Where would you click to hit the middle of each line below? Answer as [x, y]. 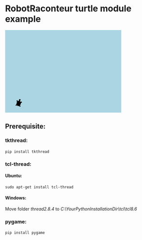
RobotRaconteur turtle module [68, 9]
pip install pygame [25, 233]
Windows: [16, 198]
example [23, 19]
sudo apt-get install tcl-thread [39, 187]
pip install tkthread [27, 152]
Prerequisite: [25, 126]
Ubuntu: [14, 176]
